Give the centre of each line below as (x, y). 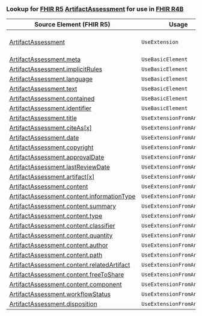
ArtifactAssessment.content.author (59, 246)
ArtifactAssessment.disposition (53, 304)
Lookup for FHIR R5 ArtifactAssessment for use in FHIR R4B (95, 9)
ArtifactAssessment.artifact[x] (52, 177)
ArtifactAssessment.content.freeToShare (67, 274)
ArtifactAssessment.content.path (56, 255)
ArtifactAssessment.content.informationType (72, 196)
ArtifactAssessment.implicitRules (56, 69)
